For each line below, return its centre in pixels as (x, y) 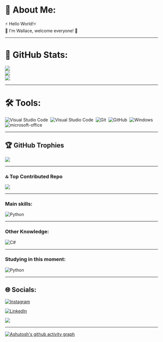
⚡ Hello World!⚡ (21, 23)
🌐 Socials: (21, 290)
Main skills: (19, 204)
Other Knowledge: (27, 232)
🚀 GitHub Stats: (36, 55)
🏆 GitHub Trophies (35, 145)
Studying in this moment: (35, 259)
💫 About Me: (31, 10)
